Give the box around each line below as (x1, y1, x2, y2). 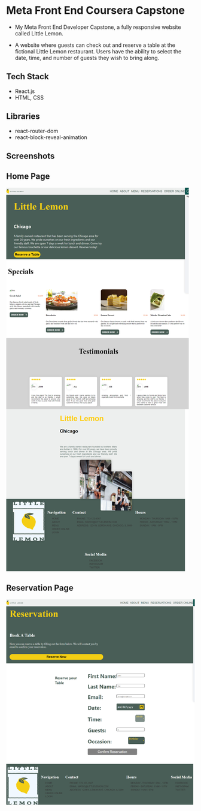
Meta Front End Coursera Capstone (6, 4, 185, 17)
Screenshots (6, 151, 55, 161)
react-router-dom (14, 127, 59, 134)
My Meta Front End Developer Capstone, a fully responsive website (14, 23, 181, 31)
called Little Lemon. (14, 29, 64, 37)
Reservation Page (6, 583, 74, 593)
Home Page (6, 172, 50, 182)
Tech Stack (6, 71, 49, 82)
